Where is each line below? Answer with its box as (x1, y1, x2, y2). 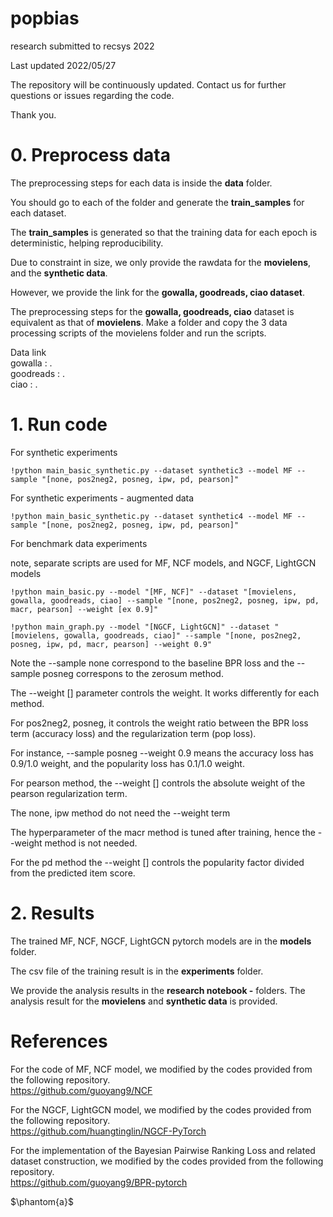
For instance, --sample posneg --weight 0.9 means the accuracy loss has (10, 747, 314, 759)
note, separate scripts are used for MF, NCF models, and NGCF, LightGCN (10, 557, 317, 569)
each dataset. (10, 207, 67, 219)
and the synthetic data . (10, 267, 108, 279)
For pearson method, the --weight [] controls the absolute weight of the (10, 777, 306, 789)
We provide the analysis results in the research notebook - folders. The (10, 984, 306, 996)
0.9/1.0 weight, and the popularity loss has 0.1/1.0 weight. (10, 757, 245, 769)
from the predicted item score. (10, 867, 136, 879)
